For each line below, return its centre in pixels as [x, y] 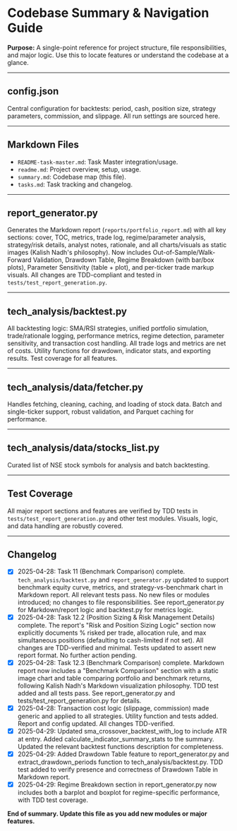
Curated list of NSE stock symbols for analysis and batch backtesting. [109, 465]
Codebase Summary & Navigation [108, 13]
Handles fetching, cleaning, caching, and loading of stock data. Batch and [115, 404]
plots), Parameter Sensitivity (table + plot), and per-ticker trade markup [111, 268]
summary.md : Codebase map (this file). [72, 177]
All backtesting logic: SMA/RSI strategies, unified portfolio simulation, [108, 328]
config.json [33, 91]
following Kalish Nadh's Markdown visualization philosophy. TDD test [118, 686]
